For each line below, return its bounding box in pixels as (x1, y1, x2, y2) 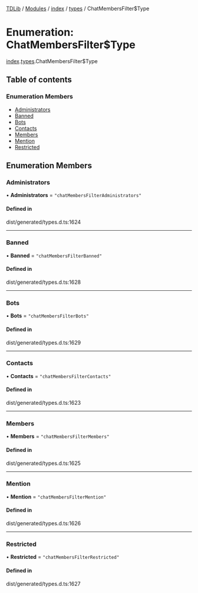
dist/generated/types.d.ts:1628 (6, 279, 81, 286)
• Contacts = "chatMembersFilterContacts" (6, 372, 111, 379)
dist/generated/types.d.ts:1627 (6, 580, 81, 587)
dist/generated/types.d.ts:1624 (6, 218, 81, 225)
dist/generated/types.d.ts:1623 (6, 399, 81, 407)
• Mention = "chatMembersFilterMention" (6, 493, 107, 500)
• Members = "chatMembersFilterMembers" (6, 433, 110, 440)
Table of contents (6, 75, 72, 85)
